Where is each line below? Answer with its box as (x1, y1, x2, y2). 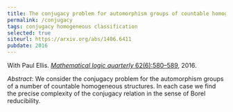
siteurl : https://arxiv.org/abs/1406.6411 (7, 36, 132, 43)
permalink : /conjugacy (7, 17, 73, 24)
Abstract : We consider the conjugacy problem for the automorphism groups (7, 75, 224, 83)
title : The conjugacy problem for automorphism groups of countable (7, 10, 209, 17)
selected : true (7, 29, 51, 37)
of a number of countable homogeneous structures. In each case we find (7, 82, 216, 90)
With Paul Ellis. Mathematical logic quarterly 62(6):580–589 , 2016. (7, 62, 197, 69)
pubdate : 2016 (7, 42, 49, 49)
